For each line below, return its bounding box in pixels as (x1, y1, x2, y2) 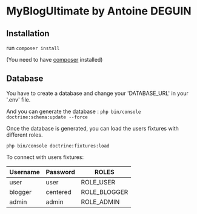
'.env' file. (6, 96, 31, 103)
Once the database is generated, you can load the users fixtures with (6, 125, 179, 132)
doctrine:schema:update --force (6, 114, 88, 120)
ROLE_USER (81, 178, 115, 186)
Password (45, 167, 75, 176)
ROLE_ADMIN (81, 198, 120, 206)
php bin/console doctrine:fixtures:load (6, 143, 110, 149)
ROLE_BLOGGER (81, 187, 129, 196)
